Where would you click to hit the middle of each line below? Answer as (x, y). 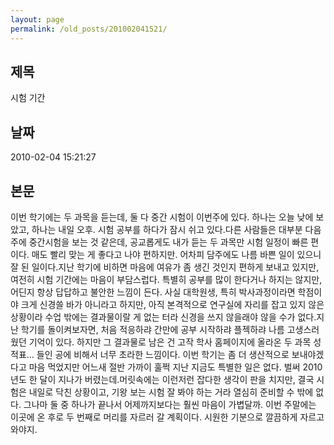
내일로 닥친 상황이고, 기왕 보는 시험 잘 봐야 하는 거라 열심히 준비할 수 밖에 (171, 392)
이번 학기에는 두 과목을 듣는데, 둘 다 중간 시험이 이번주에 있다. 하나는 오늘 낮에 (162, 217)
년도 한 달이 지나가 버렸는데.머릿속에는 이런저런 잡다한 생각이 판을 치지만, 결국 (162, 379)
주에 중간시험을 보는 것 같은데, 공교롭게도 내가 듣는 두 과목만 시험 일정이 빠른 (159, 242)
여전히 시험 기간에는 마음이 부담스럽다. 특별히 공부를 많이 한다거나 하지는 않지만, (166, 279)
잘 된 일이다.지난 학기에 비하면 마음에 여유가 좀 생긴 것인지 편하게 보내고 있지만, (165, 267)
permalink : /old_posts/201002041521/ (89, 29)
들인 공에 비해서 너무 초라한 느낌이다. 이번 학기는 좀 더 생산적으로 (163, 354)
